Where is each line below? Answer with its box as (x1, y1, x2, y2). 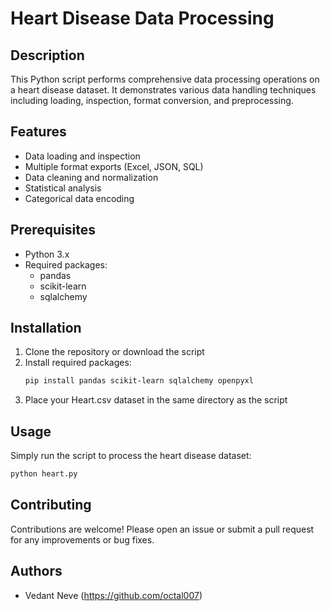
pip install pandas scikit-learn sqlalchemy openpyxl (24, 376, 254, 386)
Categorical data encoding (24, 192, 135, 204)
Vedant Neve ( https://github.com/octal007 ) (24, 589, 203, 601)
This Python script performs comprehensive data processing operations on (10, 73, 320, 85)
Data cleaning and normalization (24, 171, 159, 183)
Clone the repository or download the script (24, 346, 205, 358)
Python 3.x (24, 248, 70, 260)
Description (10, 47, 85, 64)
